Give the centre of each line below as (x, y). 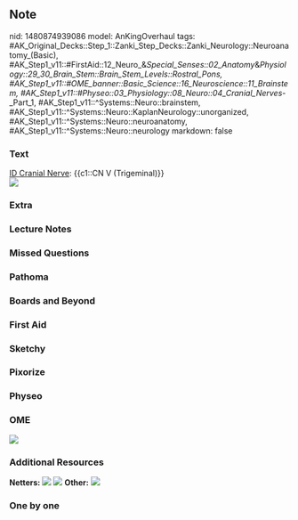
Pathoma (29, 277)
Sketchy (28, 348)
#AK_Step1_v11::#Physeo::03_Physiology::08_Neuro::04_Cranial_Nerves (152, 93)
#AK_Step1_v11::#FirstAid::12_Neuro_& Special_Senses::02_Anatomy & (135, 64)
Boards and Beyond (52, 300)
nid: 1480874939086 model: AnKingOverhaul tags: (102, 36)
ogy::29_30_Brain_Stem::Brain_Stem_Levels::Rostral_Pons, (116, 74)
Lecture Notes (40, 229)
